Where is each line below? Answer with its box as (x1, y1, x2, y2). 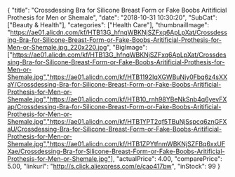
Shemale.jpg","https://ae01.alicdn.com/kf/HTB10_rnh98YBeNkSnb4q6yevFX (7, 95, 227, 104)
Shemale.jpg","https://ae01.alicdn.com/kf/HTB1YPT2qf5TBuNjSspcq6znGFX (7, 118, 227, 125)
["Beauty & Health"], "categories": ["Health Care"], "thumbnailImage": (7, 21, 209, 29)
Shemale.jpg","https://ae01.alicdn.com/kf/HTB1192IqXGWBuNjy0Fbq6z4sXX (7, 73, 228, 81)
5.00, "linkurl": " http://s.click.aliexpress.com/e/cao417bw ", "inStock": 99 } (7, 162, 221, 170)
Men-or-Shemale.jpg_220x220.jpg (7, 43, 107, 51)
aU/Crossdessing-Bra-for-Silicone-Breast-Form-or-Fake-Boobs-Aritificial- (7, 125, 222, 133)
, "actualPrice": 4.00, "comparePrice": (112, 155, 222, 163)
